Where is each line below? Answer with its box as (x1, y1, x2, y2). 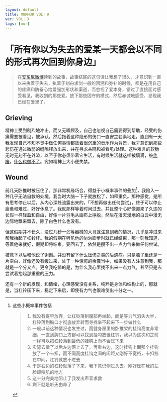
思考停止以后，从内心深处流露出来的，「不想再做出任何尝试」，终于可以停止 (9, 200, 162, 205)
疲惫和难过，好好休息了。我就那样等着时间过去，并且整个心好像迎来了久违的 (5, 206, 162, 212)
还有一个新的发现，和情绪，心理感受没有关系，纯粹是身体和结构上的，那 (5, 281, 153, 287)
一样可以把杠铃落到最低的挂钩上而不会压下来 (32, 338, 124, 344)
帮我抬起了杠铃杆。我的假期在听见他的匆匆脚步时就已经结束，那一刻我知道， (5, 235, 162, 241)
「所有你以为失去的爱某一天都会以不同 (5, 44, 163, 55)
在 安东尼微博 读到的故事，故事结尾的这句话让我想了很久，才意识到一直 (17, 74, 162, 80)
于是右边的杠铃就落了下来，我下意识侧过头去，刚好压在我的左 (32, 363, 159, 369)
